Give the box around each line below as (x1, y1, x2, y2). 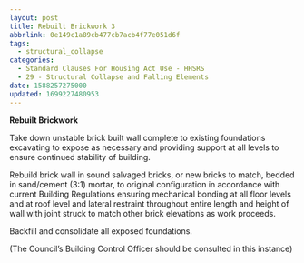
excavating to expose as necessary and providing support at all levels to (9, 142, 279, 153)
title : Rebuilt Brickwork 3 (9, 22, 116, 31)
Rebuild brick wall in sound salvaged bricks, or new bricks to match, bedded (9, 169, 295, 180)
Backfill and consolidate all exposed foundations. (9, 225, 193, 237)
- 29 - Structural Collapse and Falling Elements (17, 73, 209, 82)
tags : (9, 38, 30, 48)
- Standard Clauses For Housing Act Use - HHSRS (17, 65, 205, 74)
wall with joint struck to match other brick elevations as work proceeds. (9, 207, 277, 218)
